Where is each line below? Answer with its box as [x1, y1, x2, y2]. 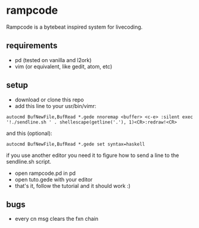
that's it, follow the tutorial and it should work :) [14, 182, 131, 189]
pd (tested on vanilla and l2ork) [14, 56, 92, 63]
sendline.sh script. [6, 158, 52, 165]
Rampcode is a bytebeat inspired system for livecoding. [6, 23, 143, 30]
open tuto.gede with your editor [14, 175, 93, 183]
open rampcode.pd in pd [14, 170, 76, 177]
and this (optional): [6, 130, 52, 137]
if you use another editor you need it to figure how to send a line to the [6, 152, 179, 159]
